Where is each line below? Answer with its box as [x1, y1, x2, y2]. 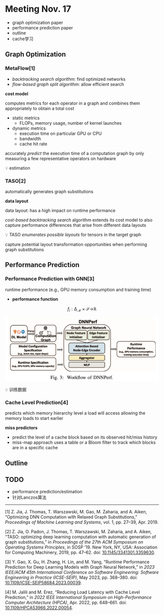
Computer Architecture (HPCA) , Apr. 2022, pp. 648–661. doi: [5, 599, 127, 605]
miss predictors [5, 425, 38, 431]
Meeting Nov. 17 [5, 3, 72, 15]
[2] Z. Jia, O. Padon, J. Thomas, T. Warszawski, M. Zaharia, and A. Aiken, [5, 528, 152, 534]
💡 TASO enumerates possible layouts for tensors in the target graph [5, 231, 142, 238]
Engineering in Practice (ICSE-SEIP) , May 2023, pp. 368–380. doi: [5, 574, 138, 580]
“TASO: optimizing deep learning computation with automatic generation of [5, 534, 156, 540]
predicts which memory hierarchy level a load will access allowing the [5, 410, 145, 416]
